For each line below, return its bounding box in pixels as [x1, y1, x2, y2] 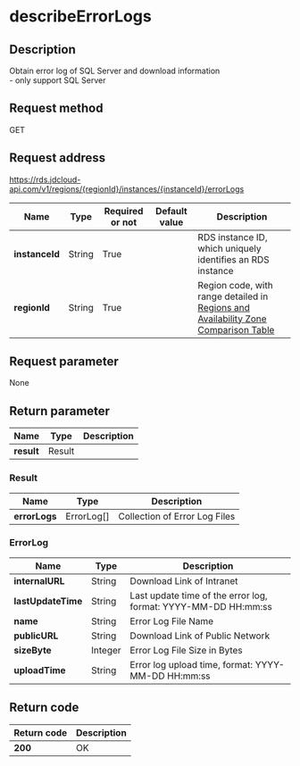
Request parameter [9, 354, 119, 370]
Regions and [197, 301, 250, 313]
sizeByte [13, 644, 52, 656]
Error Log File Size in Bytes [129, 644, 243, 656]
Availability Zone [197, 312, 267, 325]
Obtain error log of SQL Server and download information [9, 65, 221, 76]
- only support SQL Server [9, 75, 106, 86]
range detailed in [197, 290, 269, 303]
